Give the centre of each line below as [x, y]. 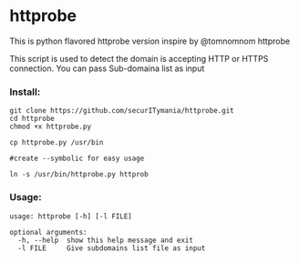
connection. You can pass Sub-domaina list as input [107, 68]
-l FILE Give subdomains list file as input [112, 248]
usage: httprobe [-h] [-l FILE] [71, 216]
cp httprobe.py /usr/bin [57, 143]
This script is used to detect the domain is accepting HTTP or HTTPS [139, 58]
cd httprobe [32, 119]
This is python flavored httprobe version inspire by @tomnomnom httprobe [149, 41]
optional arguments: [49, 232]
